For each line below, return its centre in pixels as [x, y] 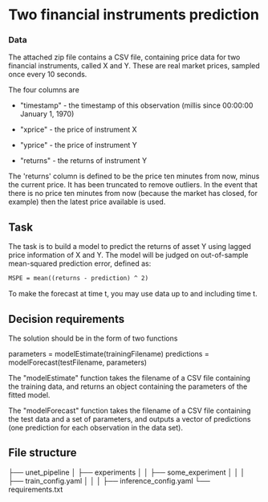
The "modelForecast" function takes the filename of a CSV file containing [130, 410]
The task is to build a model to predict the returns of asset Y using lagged [130, 247]
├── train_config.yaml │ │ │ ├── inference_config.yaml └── [109, 480]
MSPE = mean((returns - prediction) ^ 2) [79, 279]
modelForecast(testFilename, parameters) [77, 362]
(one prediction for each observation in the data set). [95, 427]
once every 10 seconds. [48, 75]
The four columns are [44, 90]
